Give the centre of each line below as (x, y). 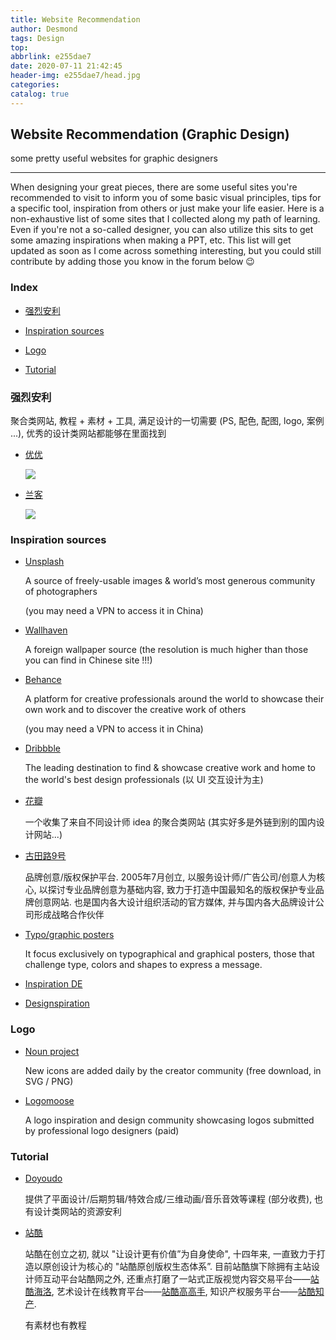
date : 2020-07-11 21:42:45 (66, 66)
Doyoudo (43, 1178)
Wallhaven (46, 630)
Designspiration (57, 1003)
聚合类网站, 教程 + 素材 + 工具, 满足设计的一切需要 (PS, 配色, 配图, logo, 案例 (167, 421)
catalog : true (40, 94)
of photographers (61, 592)
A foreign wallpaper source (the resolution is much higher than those (166, 650)
